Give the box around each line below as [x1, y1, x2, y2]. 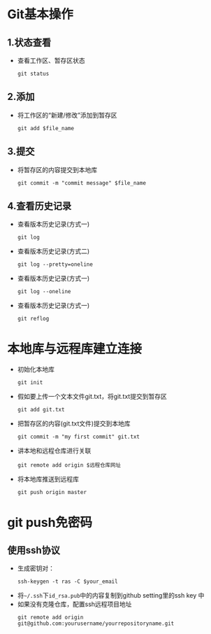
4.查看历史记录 [7, 200, 72, 212]
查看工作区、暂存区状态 [17, 57, 85, 64]
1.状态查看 [7, 36, 52, 48]
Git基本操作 [7, 6, 73, 22]
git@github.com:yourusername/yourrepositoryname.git [17, 620, 175, 627]
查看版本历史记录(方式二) [17, 247, 90, 255]
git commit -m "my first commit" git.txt [17, 433, 140, 441]
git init [17, 379, 43, 386]
